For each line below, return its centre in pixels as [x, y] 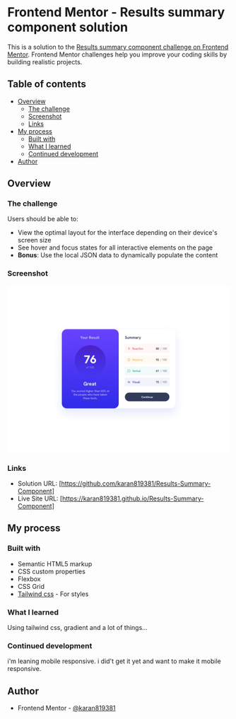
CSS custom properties [52, 571]
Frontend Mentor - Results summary [116, 12]
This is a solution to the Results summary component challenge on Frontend [118, 47]
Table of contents [47, 84]
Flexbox [29, 579]
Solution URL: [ [39, 484]
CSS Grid [31, 586]
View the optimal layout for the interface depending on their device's [117, 233]
